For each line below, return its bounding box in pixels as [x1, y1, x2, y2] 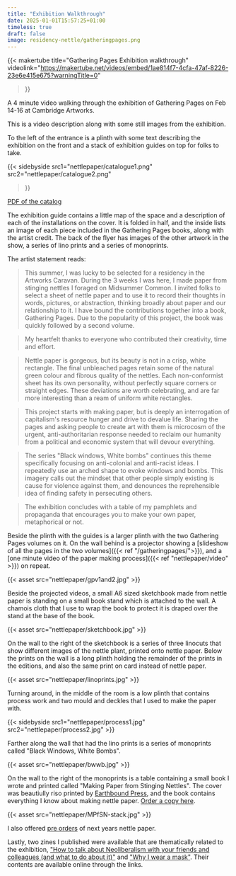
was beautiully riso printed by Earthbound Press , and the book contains [7, 789, 216, 797]
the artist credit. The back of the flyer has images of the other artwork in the [7, 234, 230, 242]
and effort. [24, 343, 56, 351]
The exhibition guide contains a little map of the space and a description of [7, 211, 225, 220]
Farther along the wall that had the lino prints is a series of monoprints [7, 739, 212, 748]
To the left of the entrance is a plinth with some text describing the [7, 134, 201, 142]
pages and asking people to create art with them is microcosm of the [24, 423, 225, 431]
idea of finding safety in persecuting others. [24, 489, 153, 498]
